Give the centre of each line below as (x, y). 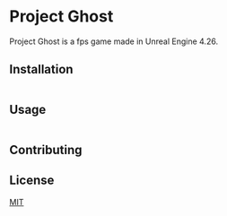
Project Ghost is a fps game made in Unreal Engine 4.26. (113, 41)
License (32, 181)
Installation (41, 69)
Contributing (46, 150)
